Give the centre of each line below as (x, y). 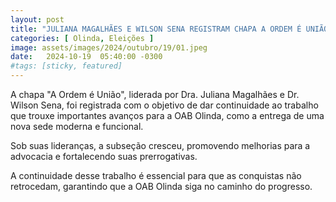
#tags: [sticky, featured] (66, 66)
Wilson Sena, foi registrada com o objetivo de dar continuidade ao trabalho (164, 105)
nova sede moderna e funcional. (77, 126)
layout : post (37, 19)
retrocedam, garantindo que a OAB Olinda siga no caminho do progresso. (161, 186)
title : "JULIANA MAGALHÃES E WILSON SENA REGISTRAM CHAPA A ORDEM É (156, 29)
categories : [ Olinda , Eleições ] (82, 38)
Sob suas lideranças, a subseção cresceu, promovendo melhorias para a (160, 145)
